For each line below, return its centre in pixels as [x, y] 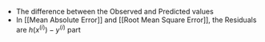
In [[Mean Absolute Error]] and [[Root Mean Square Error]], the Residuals [136, 20]
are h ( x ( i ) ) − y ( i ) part [48, 29]
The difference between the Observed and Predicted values [114, 11]
